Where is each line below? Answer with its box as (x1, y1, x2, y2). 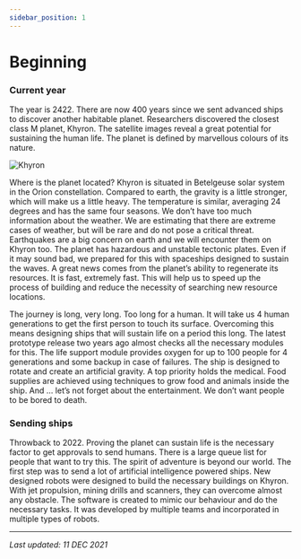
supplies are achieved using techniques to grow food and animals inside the (9, 376, 289, 387)
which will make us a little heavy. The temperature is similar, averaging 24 (9, 197, 281, 207)
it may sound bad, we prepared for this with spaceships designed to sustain (9, 253, 289, 265)
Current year (9, 83, 66, 96)
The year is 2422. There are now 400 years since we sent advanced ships (9, 104, 284, 115)
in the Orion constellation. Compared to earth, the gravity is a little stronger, (9, 187, 288, 197)
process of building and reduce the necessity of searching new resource (9, 282, 278, 293)
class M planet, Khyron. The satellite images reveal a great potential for (9, 123, 271, 135)
